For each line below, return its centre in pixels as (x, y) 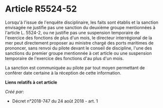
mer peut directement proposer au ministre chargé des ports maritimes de (79, 43)
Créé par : (15, 92)
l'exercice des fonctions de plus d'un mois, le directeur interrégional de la (79, 38)
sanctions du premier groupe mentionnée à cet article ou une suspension (78, 53)
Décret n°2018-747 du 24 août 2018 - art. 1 (55, 101)
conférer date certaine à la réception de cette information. (63, 73)
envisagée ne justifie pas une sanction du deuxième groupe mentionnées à (80, 27)
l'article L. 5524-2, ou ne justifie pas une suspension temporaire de (72, 32)
